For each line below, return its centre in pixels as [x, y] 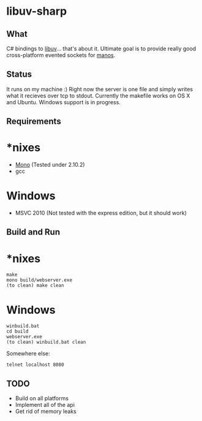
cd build [17, 332]
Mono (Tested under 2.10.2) [50, 165]
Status [19, 74]
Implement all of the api [45, 405]
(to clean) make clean [35, 286]
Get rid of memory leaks [46, 411]
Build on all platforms [42, 398]
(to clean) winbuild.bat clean [46, 342]
